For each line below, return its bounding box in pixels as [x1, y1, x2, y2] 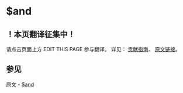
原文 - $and [6, 81, 34, 88]
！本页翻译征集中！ [6, 29, 75, 39]
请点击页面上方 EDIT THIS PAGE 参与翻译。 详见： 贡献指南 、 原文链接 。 [6, 46, 181, 52]
